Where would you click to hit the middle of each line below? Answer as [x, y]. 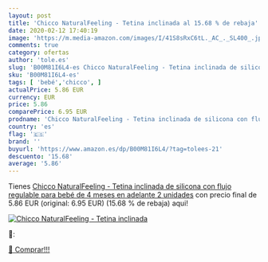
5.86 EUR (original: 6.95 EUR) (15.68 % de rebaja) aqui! [99, 203]
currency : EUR [32, 97]
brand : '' [25, 141]
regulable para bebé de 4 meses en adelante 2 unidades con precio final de [133, 195]
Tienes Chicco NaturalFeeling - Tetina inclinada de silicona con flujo [120, 186]
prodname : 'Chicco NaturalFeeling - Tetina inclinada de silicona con [128, 119]
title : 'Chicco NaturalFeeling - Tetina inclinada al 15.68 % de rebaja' [134, 23]
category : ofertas [39, 53]
